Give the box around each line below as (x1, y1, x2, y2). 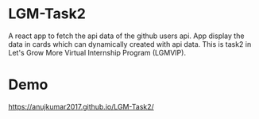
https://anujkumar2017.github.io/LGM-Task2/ (8, 102, 155, 111)
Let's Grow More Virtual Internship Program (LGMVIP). (8, 48, 187, 57)
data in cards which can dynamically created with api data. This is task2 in (8, 39, 252, 48)
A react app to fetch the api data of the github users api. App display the (8, 31, 245, 40)
